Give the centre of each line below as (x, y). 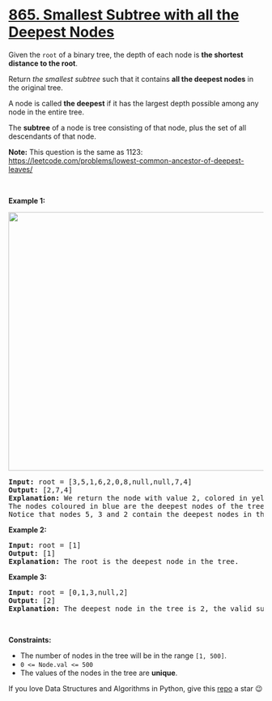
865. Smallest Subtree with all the (124, 15)
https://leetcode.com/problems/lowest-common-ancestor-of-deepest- (126, 161)
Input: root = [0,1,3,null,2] (68, 592)
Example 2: (28, 530)
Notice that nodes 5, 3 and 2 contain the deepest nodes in (130, 514)
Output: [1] (32, 553)
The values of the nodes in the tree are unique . (99, 673)
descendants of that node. (53, 136)
